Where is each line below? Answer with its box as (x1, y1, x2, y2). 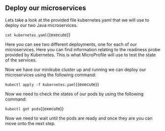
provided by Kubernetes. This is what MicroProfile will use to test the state (5, 52, 156, 58)
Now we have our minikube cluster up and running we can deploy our (5, 66, 146, 72)
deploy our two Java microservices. (5, 22, 78, 28)
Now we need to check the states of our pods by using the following (5, 91, 144, 97)
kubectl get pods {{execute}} (5, 105, 64, 111)
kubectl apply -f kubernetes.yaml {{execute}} (5, 81, 99, 87)
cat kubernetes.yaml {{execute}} (5, 32, 70, 37)
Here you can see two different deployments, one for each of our (5, 41, 137, 47)
